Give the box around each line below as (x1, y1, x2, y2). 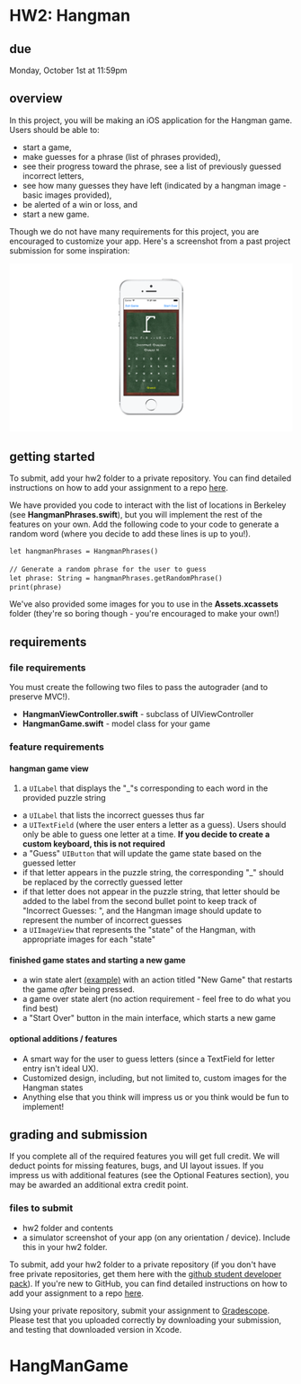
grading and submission (9, 1127, 148, 1142)
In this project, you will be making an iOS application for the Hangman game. (9, 114, 293, 126)
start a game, (22, 141, 72, 153)
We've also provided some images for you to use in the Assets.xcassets (9, 599, 279, 609)
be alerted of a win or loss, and (22, 199, 137, 209)
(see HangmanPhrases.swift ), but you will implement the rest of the (9, 510, 263, 520)
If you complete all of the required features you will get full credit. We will (9, 1151, 280, 1162)
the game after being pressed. (22, 984, 135, 995)
